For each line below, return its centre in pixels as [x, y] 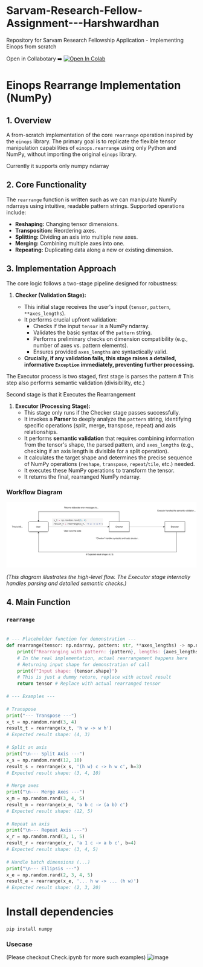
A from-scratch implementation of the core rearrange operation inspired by [100, 135]
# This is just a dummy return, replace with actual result [94, 678]
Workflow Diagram [34, 492]
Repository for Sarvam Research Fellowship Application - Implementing [95, 40]
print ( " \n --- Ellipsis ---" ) [43, 868]
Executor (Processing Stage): [53, 406]
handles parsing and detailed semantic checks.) [66, 583]
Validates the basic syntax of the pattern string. [92, 332]
